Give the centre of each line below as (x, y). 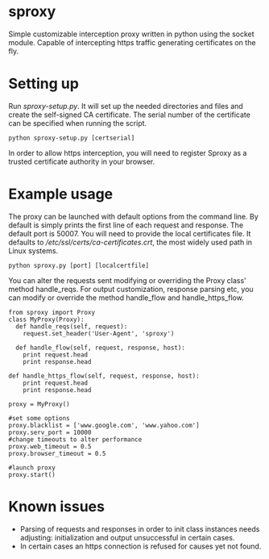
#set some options (39, 418)
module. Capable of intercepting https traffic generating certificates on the (132, 42)
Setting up (43, 84)
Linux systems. (33, 250)
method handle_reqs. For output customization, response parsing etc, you (131, 289)
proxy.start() (32, 474)
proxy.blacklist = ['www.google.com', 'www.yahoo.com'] (104, 425)
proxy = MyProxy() (39, 404)
